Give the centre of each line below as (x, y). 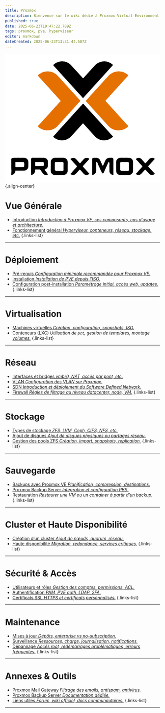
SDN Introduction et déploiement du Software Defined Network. (77, 387)
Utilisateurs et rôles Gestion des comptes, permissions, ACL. (73, 587)
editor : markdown (23, 37)
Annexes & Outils (41, 676)
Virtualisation (33, 314)
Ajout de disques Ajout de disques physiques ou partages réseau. (79, 436)
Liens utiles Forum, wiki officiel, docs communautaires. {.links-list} (80, 700)
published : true (22, 21)
